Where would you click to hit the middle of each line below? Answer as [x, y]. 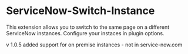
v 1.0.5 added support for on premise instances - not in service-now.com [94, 45]
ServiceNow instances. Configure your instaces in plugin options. [85, 33]
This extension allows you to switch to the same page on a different [88, 27]
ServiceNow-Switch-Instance [80, 11]
